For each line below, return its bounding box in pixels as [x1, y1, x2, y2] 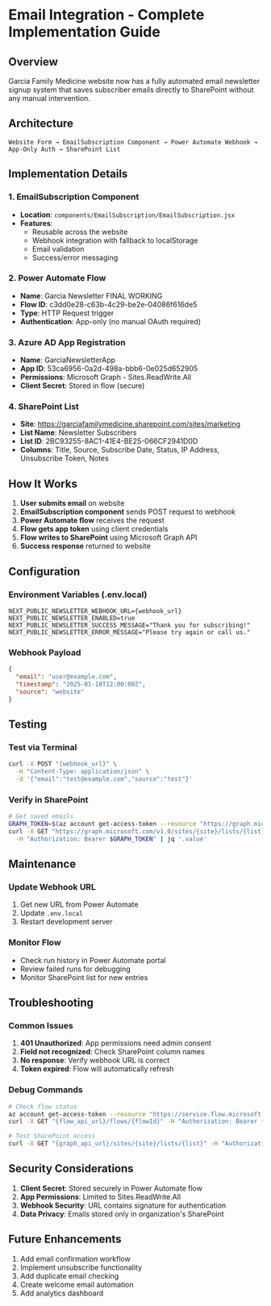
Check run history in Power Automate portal [19, 955, 167, 965]
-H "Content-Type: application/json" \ [15, 768, 150, 776]
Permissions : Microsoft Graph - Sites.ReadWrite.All [19, 373, 192, 382]
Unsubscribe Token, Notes [19, 453, 109, 463]
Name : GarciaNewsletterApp [19, 355, 115, 365]
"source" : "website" [15, 687, 85, 695]
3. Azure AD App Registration [8, 336, 127, 348]
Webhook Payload [8, 647, 81, 658]
